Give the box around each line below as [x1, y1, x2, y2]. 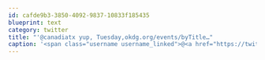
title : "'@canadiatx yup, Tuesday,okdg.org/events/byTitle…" [8, 33, 214, 41]
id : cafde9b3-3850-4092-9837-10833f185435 [8, 11, 150, 19]
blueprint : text [8, 19, 62, 26]
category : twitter [8, 26, 69, 34]
